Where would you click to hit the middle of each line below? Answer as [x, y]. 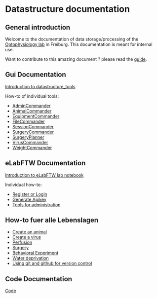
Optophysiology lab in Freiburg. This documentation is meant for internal [79, 44]
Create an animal [29, 232]
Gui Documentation [36, 75]
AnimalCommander [32, 111]
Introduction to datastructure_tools [40, 86]
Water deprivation [30, 258]
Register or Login [30, 194]
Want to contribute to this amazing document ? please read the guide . [76, 59]
